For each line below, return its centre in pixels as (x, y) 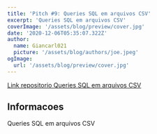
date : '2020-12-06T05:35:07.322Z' (58, 33)
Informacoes (36, 107)
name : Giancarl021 (40, 46)
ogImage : (20, 59)
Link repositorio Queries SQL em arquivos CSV (74, 85)
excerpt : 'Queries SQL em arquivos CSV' (67, 20)
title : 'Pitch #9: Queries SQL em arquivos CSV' (79, 14)
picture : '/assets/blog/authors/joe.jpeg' (76, 53)
